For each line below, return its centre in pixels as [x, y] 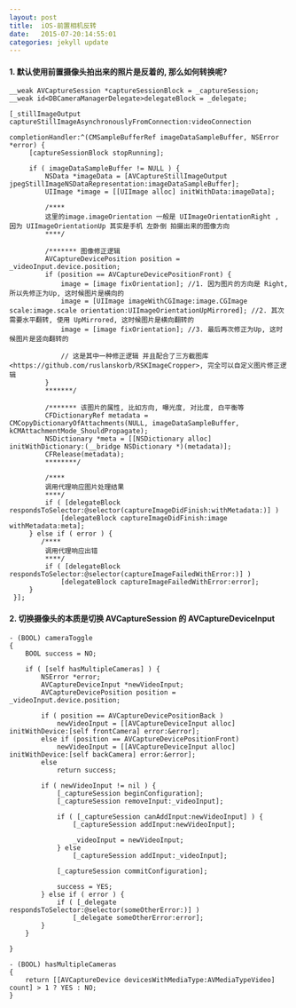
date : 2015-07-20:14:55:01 [63, 34]
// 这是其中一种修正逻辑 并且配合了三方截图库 [135, 356]
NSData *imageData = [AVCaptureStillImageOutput [136, 177]
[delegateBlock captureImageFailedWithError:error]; [160, 583]
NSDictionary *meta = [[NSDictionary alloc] [129, 439]
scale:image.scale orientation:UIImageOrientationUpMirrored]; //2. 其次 [147, 311]
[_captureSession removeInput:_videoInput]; [140, 801]
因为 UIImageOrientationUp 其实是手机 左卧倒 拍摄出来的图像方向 [120, 226]
